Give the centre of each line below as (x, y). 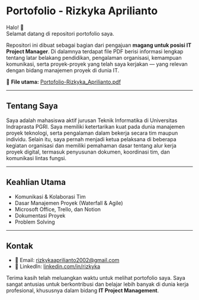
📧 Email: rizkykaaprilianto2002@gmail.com (67, 260)
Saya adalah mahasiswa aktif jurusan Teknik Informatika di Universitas (92, 120)
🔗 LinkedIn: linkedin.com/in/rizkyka (57, 267)
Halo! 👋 (15, 27)
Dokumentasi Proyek (40, 215)
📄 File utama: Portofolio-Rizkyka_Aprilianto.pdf (64, 82)
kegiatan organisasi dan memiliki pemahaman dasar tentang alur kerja (91, 145)
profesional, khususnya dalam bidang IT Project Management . (83, 291)
